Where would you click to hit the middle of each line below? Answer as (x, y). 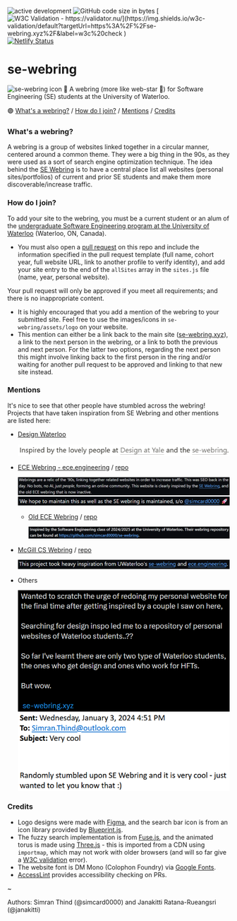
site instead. (35, 372)
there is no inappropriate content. (56, 298)
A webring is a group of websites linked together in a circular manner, (108, 147)
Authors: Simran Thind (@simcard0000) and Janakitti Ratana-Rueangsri (112, 902)
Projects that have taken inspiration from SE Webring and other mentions (113, 412)
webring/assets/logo (48, 327)
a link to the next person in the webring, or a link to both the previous (118, 342)
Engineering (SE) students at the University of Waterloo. (89, 96)
